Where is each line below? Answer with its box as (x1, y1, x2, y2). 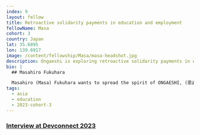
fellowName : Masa (6, 25, 49, 31)
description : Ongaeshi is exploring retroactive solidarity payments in (6, 58, 190, 64)
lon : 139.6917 (6, 47, 42, 53)
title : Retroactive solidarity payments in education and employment (6, 20, 183, 25)
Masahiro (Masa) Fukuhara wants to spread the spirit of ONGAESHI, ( (11, 80, 187, 86)
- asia (11, 91, 28, 97)
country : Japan (6, 36, 44, 42)
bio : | (6, 63, 23, 70)
